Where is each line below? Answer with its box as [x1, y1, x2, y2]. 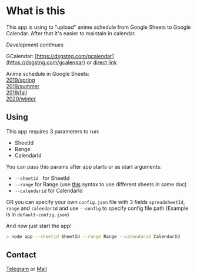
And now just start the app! [6, 222, 72, 229]
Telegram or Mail [6, 266, 47, 273]
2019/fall [6, 89, 28, 96]
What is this [6, 4, 66, 18]
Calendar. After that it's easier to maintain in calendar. [6, 29, 136, 36]
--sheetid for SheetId [14, 175, 70, 182]
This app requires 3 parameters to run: [6, 128, 100, 135]
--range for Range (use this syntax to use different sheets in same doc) [14, 180, 187, 187]
